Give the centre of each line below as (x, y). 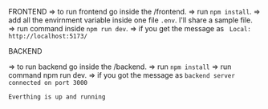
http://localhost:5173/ (48, 36)
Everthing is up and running (57, 97)
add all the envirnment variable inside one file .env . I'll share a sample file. (130, 20)
